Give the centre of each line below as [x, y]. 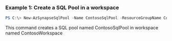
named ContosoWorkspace [34, 33]
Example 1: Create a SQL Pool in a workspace [62, 8]
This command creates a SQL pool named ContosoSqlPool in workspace [82, 28]
